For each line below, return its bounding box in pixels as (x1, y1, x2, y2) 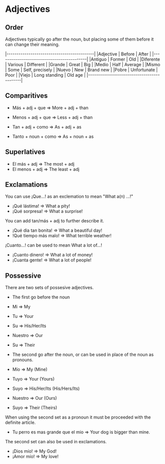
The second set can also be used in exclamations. (5, 439, 107, 445)
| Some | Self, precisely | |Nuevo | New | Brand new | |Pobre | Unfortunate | (5, 67, 158, 73)
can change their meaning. (5, 42, 60, 47)
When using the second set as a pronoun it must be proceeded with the (5, 414, 151, 421)
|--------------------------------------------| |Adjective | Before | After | (5, 51, 152, 57)
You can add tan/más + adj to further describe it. (5, 218, 104, 224)
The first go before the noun (12, 294, 70, 300)
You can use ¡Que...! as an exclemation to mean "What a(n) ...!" (5, 194, 133, 200)
